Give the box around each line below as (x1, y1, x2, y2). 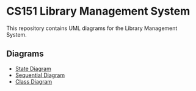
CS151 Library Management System (6, 4, 191, 18)
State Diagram (15, 65, 52, 72)
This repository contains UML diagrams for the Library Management (6, 24, 178, 32)
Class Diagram (15, 78, 53, 85)
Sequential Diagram (15, 71, 65, 79)
